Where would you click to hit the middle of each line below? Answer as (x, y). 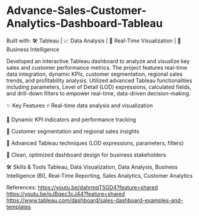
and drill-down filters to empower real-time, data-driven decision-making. (99, 93)
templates (19, 206)
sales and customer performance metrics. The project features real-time (97, 67)
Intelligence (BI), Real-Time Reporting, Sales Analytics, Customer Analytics (99, 175)
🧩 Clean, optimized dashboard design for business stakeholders (86, 155)
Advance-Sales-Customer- (76, 11)
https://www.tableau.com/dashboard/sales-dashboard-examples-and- (95, 200)
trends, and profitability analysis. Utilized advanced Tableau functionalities (99, 80)
